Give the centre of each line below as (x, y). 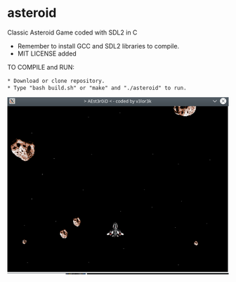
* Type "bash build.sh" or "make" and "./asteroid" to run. (97, 88)
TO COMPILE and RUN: (41, 67)
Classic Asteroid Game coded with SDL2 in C (72, 32)
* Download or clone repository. (56, 81)
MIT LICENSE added (47, 53)
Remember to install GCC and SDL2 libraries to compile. (98, 46)
